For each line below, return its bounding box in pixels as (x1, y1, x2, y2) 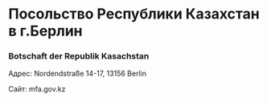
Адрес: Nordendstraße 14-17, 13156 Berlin (8, 69, 147, 79)
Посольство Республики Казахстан (8, 5, 260, 23)
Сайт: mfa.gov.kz (8, 84, 66, 94)
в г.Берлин (8, 22, 83, 40)
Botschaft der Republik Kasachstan (8, 51, 150, 62)
